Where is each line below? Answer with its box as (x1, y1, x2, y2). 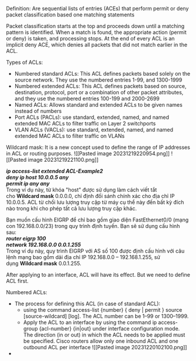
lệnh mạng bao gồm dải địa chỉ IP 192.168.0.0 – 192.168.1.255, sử (6, 254, 161, 260)
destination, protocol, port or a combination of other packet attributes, (14, 89, 184, 96)
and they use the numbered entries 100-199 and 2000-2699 (14, 95, 160, 102)
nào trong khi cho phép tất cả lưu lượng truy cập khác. (6, 205, 137, 212)
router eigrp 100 (6, 235, 46, 242)
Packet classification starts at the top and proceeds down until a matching (6, 23, 185, 29)
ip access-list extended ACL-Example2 (6, 168, 104, 175)
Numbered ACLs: (6, 289, 48, 295)
